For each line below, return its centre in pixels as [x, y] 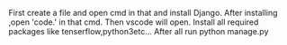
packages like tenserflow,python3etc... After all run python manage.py [139, 31]
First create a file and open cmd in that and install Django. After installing [143, 13]
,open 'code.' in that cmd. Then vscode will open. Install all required [134, 22]
